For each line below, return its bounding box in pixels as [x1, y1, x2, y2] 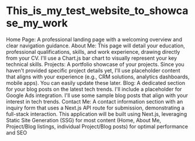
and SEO [6, 129, 28, 136]
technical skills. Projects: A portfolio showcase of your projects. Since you [6, 60, 184, 68]
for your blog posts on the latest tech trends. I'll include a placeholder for [6, 85, 182, 92]
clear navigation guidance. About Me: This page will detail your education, [6, 42, 186, 49]
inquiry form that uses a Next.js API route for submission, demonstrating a [6, 104, 184, 111]
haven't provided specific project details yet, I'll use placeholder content [6, 67, 180, 74]
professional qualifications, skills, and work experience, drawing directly [6, 48, 180, 55]
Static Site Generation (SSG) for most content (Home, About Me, [6, 116, 162, 123]
